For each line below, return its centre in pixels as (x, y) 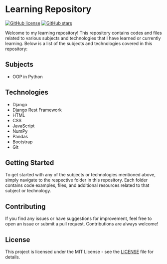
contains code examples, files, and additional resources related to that (77, 185)
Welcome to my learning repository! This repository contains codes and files (83, 33)
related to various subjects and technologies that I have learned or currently (83, 38)
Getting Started (30, 163)
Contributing (25, 206)
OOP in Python (28, 77)
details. (13, 257)
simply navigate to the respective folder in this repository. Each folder (77, 180)
